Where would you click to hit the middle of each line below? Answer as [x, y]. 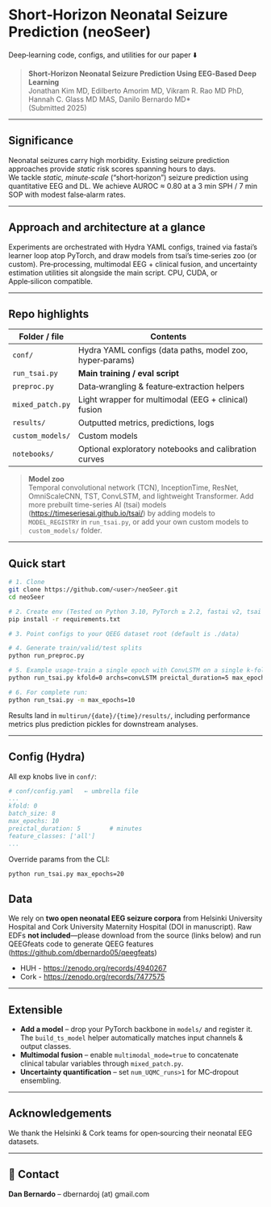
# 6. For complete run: [48, 692]
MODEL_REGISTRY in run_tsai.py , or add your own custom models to [138, 522]
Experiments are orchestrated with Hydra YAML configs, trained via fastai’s [133, 247]
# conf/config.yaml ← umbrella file [73, 791]
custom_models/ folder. [65, 531]
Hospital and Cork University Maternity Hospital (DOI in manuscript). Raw [130, 927]
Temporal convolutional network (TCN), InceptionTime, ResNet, [133, 488]
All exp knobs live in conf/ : [52, 776]
